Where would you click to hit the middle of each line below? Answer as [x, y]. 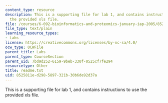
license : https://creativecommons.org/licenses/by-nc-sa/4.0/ [71, 43]
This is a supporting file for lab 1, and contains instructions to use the [76, 89]
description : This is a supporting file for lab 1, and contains [74, 15]
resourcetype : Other [27, 66]
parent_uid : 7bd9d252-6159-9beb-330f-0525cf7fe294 [59, 61]
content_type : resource [30, 10]
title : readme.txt [24, 71]
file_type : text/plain [29, 29]
